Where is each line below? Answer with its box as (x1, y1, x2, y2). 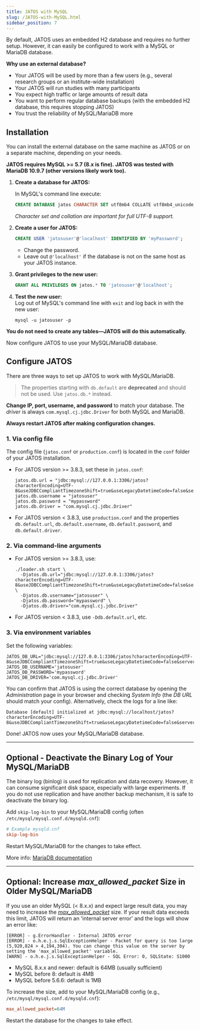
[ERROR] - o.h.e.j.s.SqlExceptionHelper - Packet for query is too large (6, 938, 193, 944)
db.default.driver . (14, 526, 62, 533)
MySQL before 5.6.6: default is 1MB (14, 976, 102, 984)
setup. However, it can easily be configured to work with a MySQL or (6, 42, 175, 49)
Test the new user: (14, 293, 62, 300)
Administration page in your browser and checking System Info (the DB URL (6, 691, 192, 698)
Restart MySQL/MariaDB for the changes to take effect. (6, 843, 142, 850)
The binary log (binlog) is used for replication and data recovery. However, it (6, 778, 193, 785)
